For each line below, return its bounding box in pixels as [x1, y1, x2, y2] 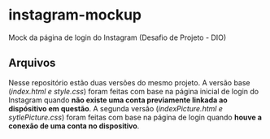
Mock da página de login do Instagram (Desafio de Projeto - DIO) [8, 33, 226, 42]
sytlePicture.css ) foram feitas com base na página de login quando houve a [8, 112, 263, 122]
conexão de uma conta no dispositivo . [8, 120, 140, 131]
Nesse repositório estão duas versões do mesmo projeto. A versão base [8, 77, 250, 87]
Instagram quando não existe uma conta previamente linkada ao [8, 95, 228, 105]
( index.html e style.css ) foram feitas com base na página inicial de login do [8, 86, 259, 96]
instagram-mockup [8, 6, 142, 24]
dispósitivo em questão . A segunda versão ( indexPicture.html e [8, 103, 224, 113]
